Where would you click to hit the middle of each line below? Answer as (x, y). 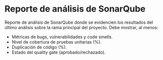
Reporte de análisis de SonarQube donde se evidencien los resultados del (79, 22)
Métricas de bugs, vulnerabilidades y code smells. (62, 37)
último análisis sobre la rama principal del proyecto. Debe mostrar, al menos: (81, 27)
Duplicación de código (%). (39, 47)
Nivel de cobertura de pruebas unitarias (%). (57, 42)
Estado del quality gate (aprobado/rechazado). (59, 52)
